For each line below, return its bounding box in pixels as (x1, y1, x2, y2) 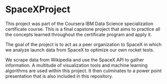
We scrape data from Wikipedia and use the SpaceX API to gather (5, 56, 144, 62)
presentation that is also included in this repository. (5, 73, 113, 79)
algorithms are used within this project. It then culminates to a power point (5, 68, 162, 74)
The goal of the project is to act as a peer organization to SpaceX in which (5, 41, 162, 47)
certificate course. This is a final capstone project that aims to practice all (5, 26, 160, 32)
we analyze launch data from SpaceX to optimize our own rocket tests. (5, 47, 155, 53)
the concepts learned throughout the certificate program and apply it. (5, 31, 152, 37)
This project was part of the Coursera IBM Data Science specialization (5, 20, 154, 27)
